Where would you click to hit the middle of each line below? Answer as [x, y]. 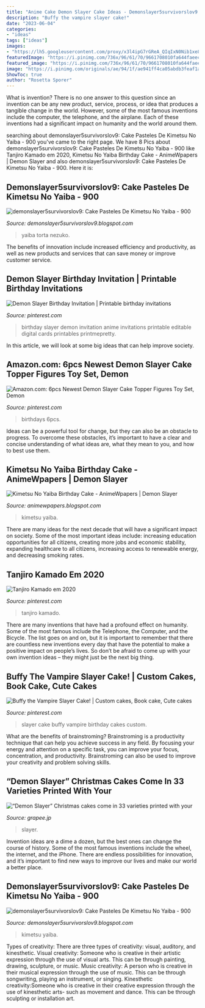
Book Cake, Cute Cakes [52, 686]
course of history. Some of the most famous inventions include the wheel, [99, 848]
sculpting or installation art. [41, 998]
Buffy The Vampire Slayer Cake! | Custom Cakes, [101, 676]
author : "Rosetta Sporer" [39, 80]
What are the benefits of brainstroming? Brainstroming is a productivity [95, 736]
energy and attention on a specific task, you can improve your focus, [93, 749]
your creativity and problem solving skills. [59, 762]
